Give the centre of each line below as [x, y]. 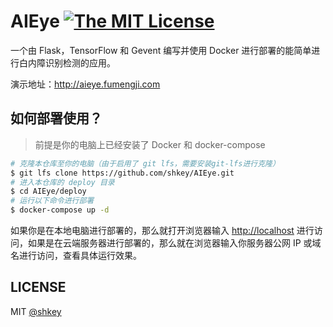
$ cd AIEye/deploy [48, 191]
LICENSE [38, 287]
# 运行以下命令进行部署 [52, 201]
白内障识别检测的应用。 [67, 62]
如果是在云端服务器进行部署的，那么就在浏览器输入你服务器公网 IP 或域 [174, 243]
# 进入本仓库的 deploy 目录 [62, 182]
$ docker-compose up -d [60, 210]
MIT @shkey [36, 311]
